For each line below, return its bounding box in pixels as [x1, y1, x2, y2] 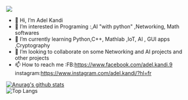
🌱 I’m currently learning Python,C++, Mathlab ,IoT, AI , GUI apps [14, 36, 170, 43]
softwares [14, 30, 40, 36]
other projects [14, 54, 49, 62]
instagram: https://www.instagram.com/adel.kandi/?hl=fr [14, 70, 152, 76]
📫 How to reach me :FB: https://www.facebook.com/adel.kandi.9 [14, 61, 173, 68]
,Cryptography [14, 42, 50, 49]
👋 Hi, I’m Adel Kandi [14, 17, 63, 24]
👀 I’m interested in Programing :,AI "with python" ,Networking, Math [14, 23, 180, 30]
